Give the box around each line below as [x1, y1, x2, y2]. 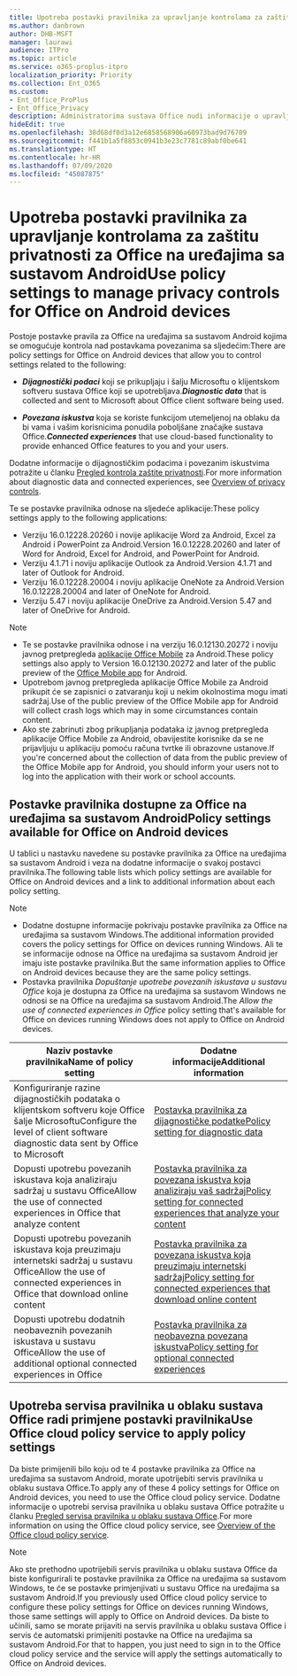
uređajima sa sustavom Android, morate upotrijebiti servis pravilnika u [9, 1472, 263, 1484]
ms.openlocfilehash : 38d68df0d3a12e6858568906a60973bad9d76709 [9, 128, 247, 137]
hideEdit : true [9, 120, 65, 129]
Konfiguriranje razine [13, 1082, 101, 1094]
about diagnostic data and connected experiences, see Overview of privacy [9, 477, 286, 487]
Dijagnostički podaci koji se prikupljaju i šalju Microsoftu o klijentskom [21, 376, 280, 387]
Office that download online [13, 1288, 129, 1300]
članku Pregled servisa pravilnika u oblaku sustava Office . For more [9, 1510, 253, 1521]
